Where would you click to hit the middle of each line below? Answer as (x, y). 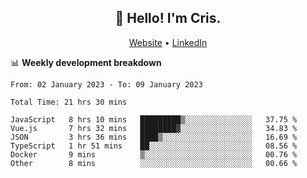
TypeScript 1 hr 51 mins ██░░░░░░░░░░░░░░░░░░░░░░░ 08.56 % (154, 146)
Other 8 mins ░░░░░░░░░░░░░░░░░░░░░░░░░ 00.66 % (154, 163)
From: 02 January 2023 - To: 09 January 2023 (106, 84)
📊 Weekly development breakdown (86, 62)
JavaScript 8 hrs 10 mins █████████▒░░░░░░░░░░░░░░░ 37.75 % (154, 119)
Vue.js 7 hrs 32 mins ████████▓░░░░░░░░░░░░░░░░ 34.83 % (154, 128)
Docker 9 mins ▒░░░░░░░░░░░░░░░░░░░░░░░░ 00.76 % (154, 154)
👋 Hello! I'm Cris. (168, 18)
